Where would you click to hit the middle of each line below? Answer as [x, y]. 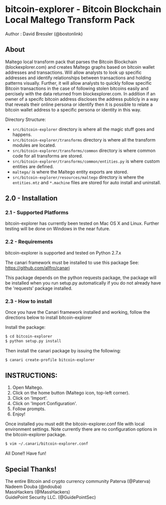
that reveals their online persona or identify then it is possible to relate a [79, 104]
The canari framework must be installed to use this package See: [72, 263]
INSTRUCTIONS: [31, 376]
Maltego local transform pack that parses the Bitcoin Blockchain [71, 62]
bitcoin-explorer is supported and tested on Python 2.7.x [63, 252]
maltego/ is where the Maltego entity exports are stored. [70, 172]
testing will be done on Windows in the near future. [58, 229]
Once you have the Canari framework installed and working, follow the [78, 312]
